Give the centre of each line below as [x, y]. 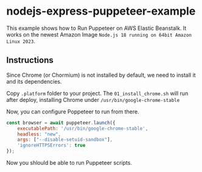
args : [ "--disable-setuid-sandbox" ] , [65, 140]
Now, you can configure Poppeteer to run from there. [73, 112]
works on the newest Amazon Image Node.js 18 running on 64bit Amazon [99, 34]
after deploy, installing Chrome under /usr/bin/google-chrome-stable [93, 99]
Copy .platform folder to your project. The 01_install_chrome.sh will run [97, 93]
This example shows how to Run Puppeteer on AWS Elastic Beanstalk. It [96, 28]
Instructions [30, 60]
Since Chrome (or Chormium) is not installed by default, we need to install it [101, 75]
